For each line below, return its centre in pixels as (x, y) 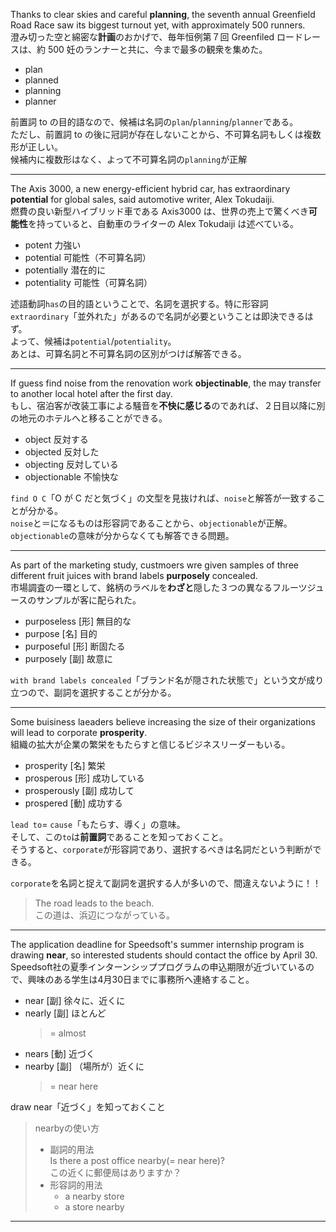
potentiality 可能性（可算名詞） (88, 282)
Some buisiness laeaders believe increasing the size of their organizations (163, 722)
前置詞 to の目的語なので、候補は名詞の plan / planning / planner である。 (154, 122)
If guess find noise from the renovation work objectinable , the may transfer (166, 383)
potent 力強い (53, 245)
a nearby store (94, 1196)
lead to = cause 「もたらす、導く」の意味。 (98, 824)
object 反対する (56, 439)
